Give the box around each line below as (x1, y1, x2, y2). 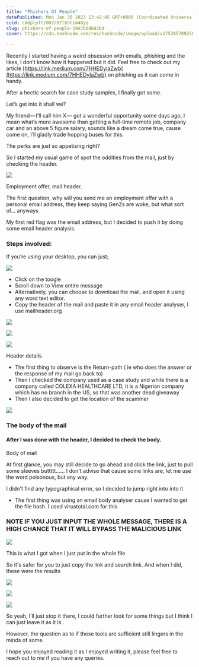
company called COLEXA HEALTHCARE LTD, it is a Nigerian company (14, 383, 185, 390)
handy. (6, 78, 23, 85)
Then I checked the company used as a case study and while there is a (14, 377, 188, 384)
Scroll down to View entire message (14, 282, 102, 289)
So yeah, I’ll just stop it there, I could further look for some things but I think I (6, 612, 193, 619)
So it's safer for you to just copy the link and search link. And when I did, (6, 561, 183, 568)
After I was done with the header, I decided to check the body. (6, 436, 162, 443)
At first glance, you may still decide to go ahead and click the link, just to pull (6, 461, 193, 468)
